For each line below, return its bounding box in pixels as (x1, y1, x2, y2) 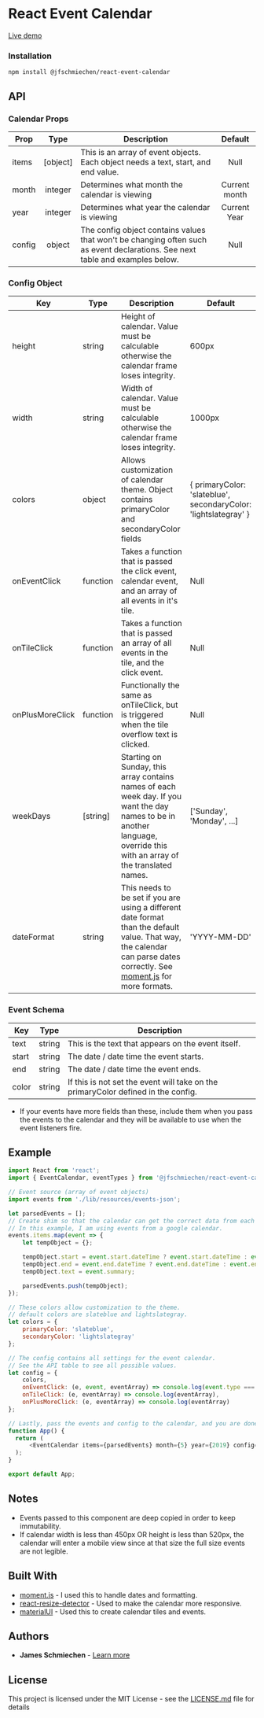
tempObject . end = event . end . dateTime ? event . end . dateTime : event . (22, 1260, 251, 1269)
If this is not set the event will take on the (68, 1076, 218, 1087)
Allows (120, 455, 146, 466)
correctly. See (120, 961, 173, 972)
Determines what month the (80, 179, 183, 190)
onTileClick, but (120, 699, 178, 710)
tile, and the (120, 658, 165, 669)
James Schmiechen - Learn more (19, 1650, 130, 1660)
